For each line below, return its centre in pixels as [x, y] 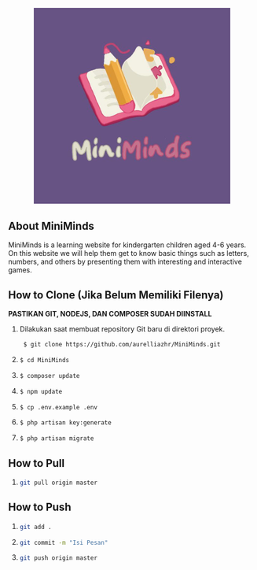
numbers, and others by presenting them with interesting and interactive [125, 262]
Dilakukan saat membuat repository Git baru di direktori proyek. [122, 329]
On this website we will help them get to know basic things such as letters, [128, 254]
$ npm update [41, 391]
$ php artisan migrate [57, 439]
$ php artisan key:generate [65, 423]
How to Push [40, 507]
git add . [36, 527]
